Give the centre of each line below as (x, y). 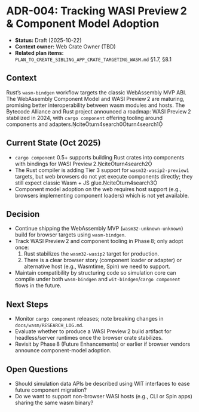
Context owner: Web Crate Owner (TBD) (65, 47)
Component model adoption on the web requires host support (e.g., (98, 189)
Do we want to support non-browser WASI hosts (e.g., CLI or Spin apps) (103, 396)
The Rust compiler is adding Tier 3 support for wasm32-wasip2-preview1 (102, 170)
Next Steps (27, 304)
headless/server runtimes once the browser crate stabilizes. (89, 338)
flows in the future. (38, 285)
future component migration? (51, 390)
